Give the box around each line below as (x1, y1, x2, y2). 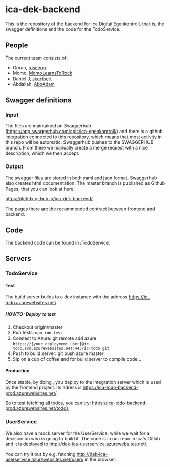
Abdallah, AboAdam (12, 81, 55, 87)
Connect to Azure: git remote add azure (12, 335, 97, 341)
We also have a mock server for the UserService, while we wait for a (5, 430, 150, 436)
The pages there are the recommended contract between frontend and (5, 206, 155, 212)
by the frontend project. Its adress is (5, 384, 82, 391)
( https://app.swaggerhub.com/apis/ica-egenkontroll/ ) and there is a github (5, 128, 163, 135)
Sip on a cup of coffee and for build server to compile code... (12, 356, 142, 362)
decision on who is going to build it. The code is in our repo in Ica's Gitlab (5, 435, 160, 441)
